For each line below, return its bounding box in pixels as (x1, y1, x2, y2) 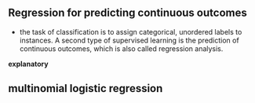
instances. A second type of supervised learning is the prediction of (19, 35, 239, 45)
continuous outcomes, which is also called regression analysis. (19, 43, 224, 53)
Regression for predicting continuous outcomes (8, 6, 247, 20)
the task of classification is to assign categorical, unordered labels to (19, 27, 242, 36)
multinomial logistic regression (8, 82, 163, 95)
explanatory (8, 59, 49, 68)
